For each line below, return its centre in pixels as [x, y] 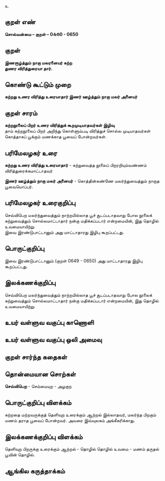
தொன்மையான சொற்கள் [40, 374]
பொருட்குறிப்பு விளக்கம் [38, 403]
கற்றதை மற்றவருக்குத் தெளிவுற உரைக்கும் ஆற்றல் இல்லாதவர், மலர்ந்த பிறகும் [80, 415]
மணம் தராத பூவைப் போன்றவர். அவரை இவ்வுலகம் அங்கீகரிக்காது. [70, 421]
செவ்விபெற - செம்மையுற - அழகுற [38, 386]
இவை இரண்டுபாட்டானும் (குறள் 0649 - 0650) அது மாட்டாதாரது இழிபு [74, 261]
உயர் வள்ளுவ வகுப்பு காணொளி [49, 322]
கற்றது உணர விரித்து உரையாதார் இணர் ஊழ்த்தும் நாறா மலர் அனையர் [71, 97]
